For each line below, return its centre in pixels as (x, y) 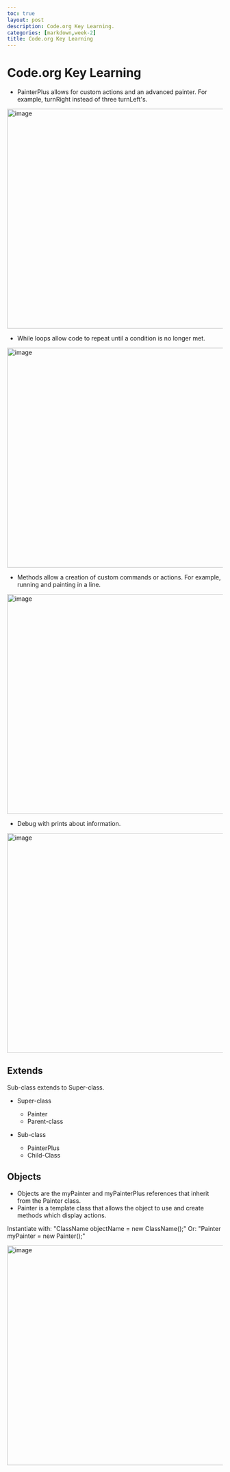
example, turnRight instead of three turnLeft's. (82, 100)
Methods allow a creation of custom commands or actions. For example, (119, 577)
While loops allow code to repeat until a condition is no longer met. (111, 338)
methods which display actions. (62, 1215)
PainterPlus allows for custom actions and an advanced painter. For (112, 92)
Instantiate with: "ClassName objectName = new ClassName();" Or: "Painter (114, 1228)
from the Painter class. (49, 1200)
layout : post (26, 20)
